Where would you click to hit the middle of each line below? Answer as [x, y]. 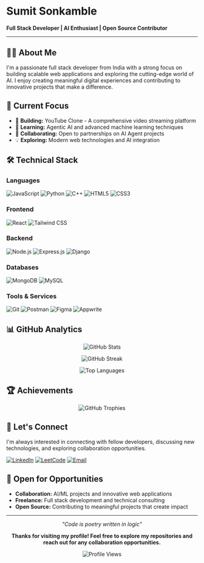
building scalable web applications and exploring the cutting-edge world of [100, 73]
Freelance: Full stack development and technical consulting [90, 500]
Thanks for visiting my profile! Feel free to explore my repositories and [102, 536]
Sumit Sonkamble [52, 11]
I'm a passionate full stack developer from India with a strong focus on [94, 67]
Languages [23, 180]
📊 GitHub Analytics [44, 329]
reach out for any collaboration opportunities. [102, 542]
